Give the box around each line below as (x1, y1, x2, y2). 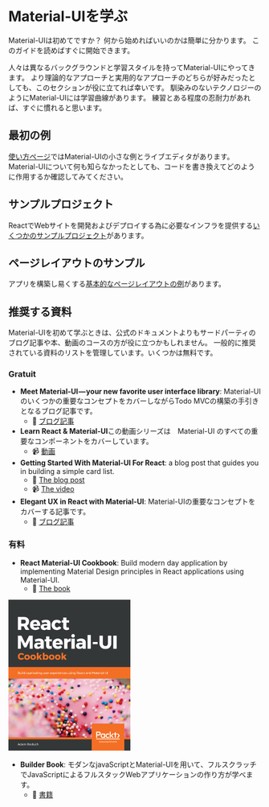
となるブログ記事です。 (19, 406, 97, 416)
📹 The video (31, 484, 75, 494)
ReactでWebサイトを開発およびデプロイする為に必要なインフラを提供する (8, 220, 253, 230)
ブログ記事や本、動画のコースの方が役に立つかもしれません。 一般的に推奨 (8, 338, 256, 348)
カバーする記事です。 (19, 507, 91, 517)
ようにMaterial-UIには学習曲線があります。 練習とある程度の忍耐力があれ (8, 93, 251, 102)
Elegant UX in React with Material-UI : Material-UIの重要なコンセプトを (19, 496, 255, 507)
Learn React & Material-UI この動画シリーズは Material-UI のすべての (19, 426, 251, 436)
